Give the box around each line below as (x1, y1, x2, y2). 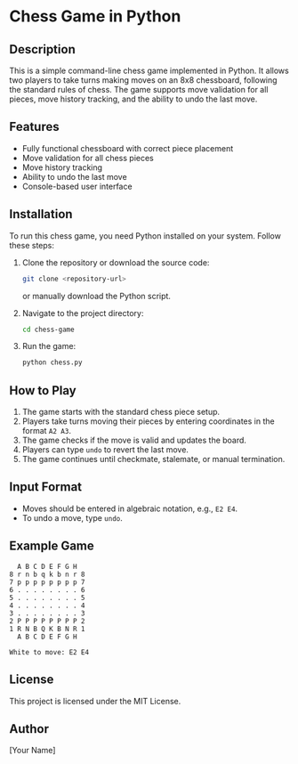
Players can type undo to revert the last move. (21, 444, 189, 455)
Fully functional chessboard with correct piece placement (21, 142, 234, 153)
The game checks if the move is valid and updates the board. (21, 435, 247, 446)
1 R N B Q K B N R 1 (9, 624, 86, 633)
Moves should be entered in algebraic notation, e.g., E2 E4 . (21, 503, 238, 514)
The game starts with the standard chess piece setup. (21, 407, 221, 418)
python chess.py (21, 358, 83, 367)
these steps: (9, 240, 55, 250)
